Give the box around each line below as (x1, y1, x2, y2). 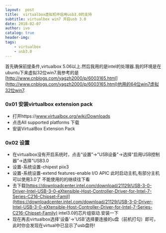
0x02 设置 (5, 139, 30, 146)
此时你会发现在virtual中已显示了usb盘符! (12, 223, 95, 229)
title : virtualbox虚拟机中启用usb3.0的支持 (5, 12, 92, 17)
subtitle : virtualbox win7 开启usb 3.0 (5, 16, 86, 21)
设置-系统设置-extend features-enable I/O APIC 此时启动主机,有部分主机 (12, 170, 160, 176)
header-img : (5, 35, 30, 40)
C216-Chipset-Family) (12, 210, 58, 216)
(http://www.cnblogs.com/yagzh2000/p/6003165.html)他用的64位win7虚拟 (5, 81, 159, 87)
